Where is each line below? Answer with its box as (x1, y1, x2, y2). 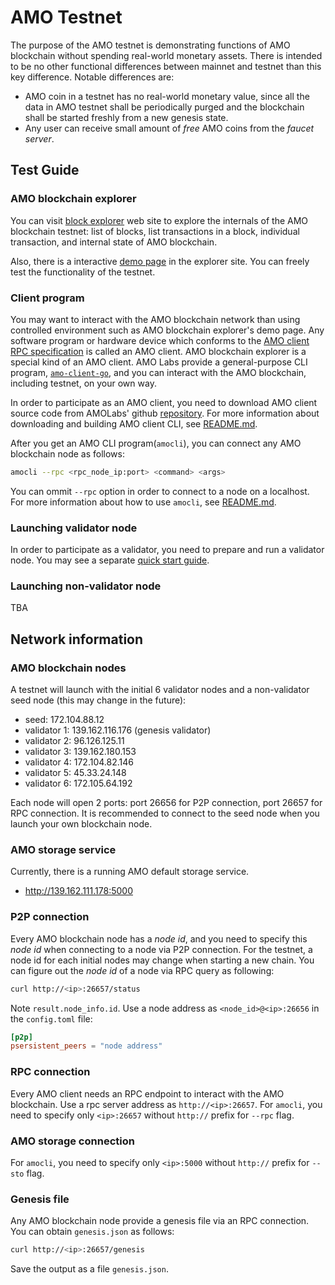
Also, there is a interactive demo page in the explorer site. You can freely (10, 255, 310, 267)
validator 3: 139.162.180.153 (24, 746, 137, 758)
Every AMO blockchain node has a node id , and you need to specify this (10, 932, 308, 945)
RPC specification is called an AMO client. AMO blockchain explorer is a (10, 345, 307, 357)
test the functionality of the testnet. (10, 266, 156, 278)
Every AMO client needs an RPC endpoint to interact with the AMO (10, 1087, 285, 1100)
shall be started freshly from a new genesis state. (24, 111, 229, 123)
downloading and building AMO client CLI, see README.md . (10, 417, 258, 430)
